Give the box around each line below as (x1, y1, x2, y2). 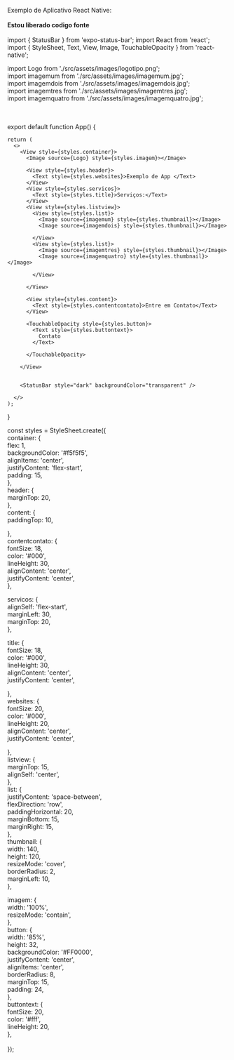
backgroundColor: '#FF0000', (7, 948, 93, 956)
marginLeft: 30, (7, 610, 51, 618)
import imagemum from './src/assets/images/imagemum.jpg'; (7, 72, 184, 80)
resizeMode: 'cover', (7, 860, 67, 868)
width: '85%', (7, 933, 46, 941)
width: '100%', (7, 903, 48, 911)
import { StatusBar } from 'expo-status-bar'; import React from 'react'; (7, 36, 210, 44)
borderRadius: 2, (7, 867, 56, 875)
